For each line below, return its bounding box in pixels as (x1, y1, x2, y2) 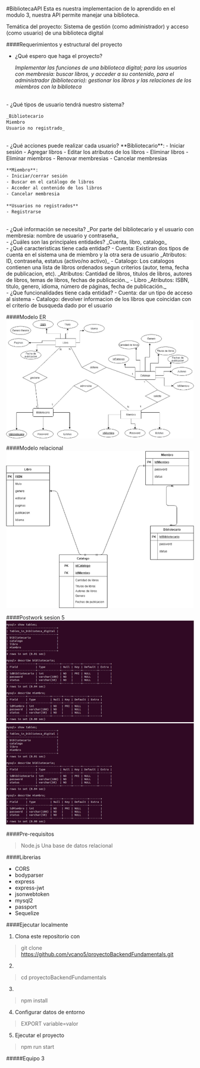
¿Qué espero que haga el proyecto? (14, 53, 103, 59)
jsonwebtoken (14, 891, 49, 898)
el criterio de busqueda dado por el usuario (6, 302, 112, 309)
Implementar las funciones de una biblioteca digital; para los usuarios (14, 64, 187, 71)
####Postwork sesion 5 (6, 613, 65, 621)
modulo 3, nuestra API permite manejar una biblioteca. (6, 11, 140, 19)
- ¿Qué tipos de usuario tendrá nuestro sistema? (6, 101, 125, 108)
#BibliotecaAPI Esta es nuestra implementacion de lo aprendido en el (6, 5, 176, 12)
